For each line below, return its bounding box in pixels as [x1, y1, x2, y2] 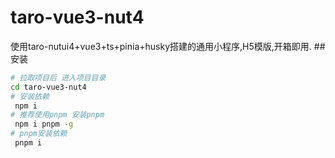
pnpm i [14, 138, 43, 148]
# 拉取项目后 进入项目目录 [10, 72, 107, 83]
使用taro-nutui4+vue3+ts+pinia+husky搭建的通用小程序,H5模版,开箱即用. [10, 40, 312, 52]
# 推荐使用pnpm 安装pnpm [10, 110, 105, 120]
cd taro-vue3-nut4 [10, 82, 87, 92]
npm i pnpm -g [14, 119, 74, 130]
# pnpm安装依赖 [10, 129, 68, 139]
